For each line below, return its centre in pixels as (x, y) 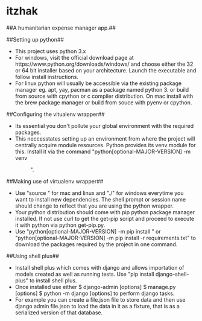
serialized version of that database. (59, 313)
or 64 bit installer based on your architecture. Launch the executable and (106, 70)
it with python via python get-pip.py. (60, 225)
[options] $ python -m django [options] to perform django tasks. (95, 293)
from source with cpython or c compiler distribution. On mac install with (104, 96)
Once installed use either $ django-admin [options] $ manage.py (95, 287)
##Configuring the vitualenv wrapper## (55, 114)
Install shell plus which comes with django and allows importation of (99, 267)
